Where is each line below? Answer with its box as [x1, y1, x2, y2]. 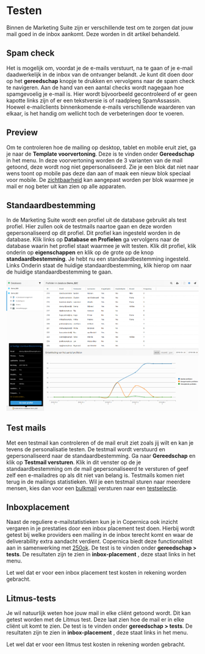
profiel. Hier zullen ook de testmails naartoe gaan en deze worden [6, 223, 172, 230]
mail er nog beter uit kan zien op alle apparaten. [6, 183, 127, 190]
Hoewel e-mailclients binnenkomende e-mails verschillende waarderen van [6, 103, 196, 111]
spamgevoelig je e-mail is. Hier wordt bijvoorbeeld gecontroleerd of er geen [6, 90, 197, 98]
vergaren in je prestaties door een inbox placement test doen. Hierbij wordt [6, 525, 195, 532]
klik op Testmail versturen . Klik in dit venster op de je [6, 459, 142, 466]
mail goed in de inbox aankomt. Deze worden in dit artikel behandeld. [6, 30, 180, 37]
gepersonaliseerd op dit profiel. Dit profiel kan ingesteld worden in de [6, 230, 181, 237]
